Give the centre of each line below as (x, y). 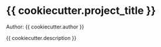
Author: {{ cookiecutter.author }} (45, 27)
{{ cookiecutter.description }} (41, 38)
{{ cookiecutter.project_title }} (81, 11)
